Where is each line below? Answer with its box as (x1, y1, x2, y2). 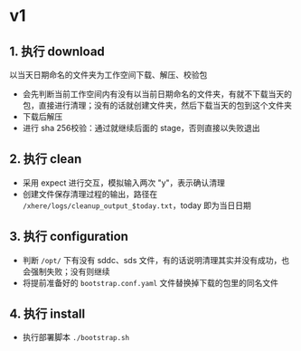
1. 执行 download (9, 43, 106, 59)
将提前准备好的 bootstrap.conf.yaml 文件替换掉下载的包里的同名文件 (22, 277, 278, 288)
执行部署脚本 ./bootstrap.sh (22, 332, 129, 343)
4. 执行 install (9, 307, 86, 322)
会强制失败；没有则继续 (22, 266, 110, 277)
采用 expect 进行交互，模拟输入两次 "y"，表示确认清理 (22, 177, 226, 188)
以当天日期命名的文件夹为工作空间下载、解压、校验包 (9, 70, 208, 80)
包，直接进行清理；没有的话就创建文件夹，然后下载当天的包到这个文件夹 (22, 100, 292, 110)
